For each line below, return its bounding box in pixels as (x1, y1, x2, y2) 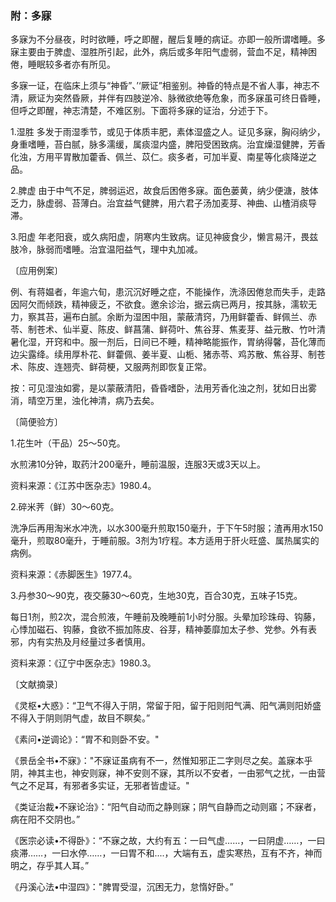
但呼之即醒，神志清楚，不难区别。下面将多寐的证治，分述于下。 (10, 105, 273, 117)
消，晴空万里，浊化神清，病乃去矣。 (10, 395, 160, 407)
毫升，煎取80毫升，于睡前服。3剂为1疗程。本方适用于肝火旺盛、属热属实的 (10, 535, 320, 547)
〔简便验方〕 (10, 416, 63, 428)
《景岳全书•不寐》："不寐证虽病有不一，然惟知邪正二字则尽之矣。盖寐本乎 (10, 755, 313, 767)
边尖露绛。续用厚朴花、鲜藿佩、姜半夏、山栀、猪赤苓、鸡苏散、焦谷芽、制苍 (10, 348, 326, 361)
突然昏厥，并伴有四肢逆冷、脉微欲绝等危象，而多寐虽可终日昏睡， (53, 92, 326, 104)
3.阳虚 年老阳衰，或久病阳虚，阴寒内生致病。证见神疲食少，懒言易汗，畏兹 (10, 231, 319, 243)
